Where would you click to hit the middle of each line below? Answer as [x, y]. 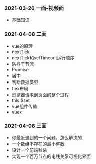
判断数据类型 [25, 82]
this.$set [21, 100]
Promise [20, 69]
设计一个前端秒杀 [29, 150]
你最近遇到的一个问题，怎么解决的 [47, 137]
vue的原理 [22, 46]
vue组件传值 [25, 106]
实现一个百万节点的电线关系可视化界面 [51, 156]
